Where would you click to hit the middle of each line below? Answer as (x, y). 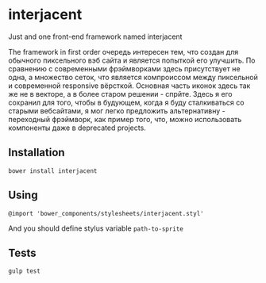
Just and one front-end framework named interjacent (95, 36)
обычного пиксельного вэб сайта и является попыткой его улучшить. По (132, 60)
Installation (37, 153)
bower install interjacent (53, 171)
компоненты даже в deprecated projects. (77, 128)
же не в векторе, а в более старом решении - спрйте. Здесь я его (120, 94)
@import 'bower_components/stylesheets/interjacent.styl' (106, 213)
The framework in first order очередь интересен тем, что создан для (123, 52)
